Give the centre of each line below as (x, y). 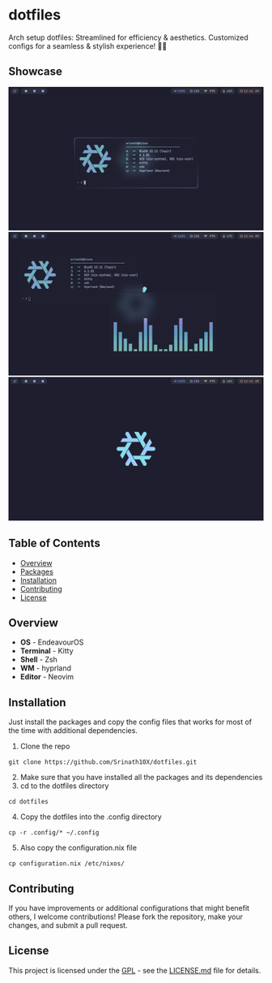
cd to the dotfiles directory (64, 786)
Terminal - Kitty (47, 651)
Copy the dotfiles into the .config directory (91, 817)
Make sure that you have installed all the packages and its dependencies (141, 778)
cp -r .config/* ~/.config (54, 833)
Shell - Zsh (39, 660)
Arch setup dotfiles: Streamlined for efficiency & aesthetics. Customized (128, 37)
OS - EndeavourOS (52, 642)
